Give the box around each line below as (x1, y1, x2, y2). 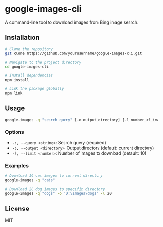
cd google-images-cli (5, 64, 49, 69)
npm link (5, 91, 23, 96)
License (5, 204, 30, 212)
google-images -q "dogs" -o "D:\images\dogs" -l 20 (5, 191, 112, 196)
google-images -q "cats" (5, 177, 55, 183)
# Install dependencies (5, 73, 53, 78)
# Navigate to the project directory (5, 60, 81, 65)
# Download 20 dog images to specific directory (5, 186, 105, 192)
